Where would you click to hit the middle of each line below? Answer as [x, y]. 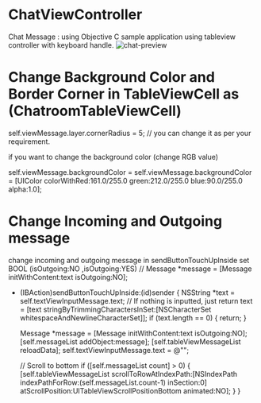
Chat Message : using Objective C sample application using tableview [122, 37]
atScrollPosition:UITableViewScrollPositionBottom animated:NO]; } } [130, 390]
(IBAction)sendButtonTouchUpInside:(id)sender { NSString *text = [127, 293]
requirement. [29, 141]
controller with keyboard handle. [61, 45]
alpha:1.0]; [25, 189]
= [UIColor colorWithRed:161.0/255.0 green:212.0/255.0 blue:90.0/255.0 [126, 180]
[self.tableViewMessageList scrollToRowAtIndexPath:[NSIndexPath [129, 374]
